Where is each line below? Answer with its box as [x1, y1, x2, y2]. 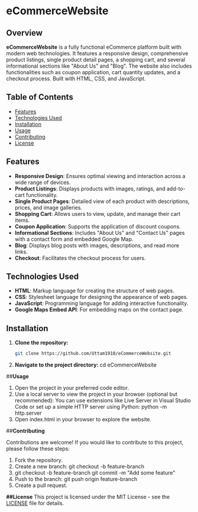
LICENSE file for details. [6, 500, 64, 507]
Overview [6, 28, 43, 38]
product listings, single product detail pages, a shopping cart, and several [6, 56, 186, 63]
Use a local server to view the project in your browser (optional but [14, 390, 178, 398]
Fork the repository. [14, 457, 63, 464]
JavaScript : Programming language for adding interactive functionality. [14, 300, 189, 307]
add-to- [166, 185, 186, 192]
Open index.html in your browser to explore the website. [14, 416, 152, 423]
